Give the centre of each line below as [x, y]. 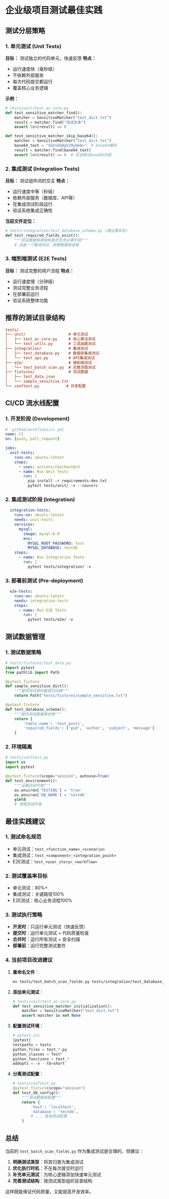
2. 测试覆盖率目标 [26, 876]
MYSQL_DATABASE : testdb [53, 548]
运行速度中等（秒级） [35, 191]
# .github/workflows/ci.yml [35, 429]
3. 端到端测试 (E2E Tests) [36, 259]
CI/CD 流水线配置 [32, 403]
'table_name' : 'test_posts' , [54, 724]
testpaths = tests [32, 1045]
